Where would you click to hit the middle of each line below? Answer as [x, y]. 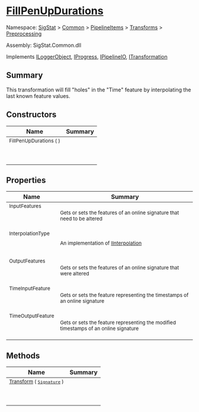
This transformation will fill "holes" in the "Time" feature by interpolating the [99, 90]
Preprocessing [24, 33]
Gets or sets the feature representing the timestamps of [124, 295]
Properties [26, 180]
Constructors [31, 115]
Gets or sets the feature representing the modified [118, 323]
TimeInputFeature [30, 289]
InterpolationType [30, 234]
